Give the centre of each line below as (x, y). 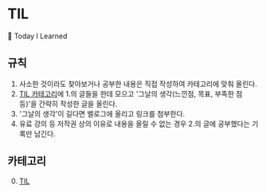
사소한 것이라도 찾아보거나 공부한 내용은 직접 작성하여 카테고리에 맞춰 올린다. (138, 84)
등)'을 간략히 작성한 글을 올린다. (68, 104)
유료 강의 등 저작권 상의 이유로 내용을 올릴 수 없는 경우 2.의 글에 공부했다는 (134, 124)
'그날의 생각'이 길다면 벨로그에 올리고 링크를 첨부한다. (102, 113)
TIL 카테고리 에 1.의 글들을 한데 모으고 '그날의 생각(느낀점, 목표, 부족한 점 (131, 93)
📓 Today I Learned (37, 36)
